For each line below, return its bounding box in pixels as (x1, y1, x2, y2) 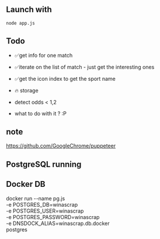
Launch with (6, 5, 52, 15)
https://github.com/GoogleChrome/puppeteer (6, 142, 116, 149)
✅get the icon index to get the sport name (14, 75, 116, 82)
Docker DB (6, 179, 46, 189)
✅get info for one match (14, 52, 73, 59)
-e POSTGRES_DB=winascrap (6, 201, 78, 208)
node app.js (6, 20, 35, 26)
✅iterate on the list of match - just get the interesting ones (14, 63, 155, 70)
